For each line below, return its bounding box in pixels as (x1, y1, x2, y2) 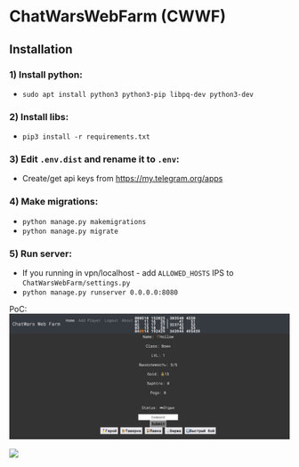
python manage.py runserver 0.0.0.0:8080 (21, 288, 178, 297)
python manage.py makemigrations (21, 217, 147, 226)
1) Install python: (9, 68, 83, 81)
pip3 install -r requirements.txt (21, 133, 150, 141)
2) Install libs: (9, 110, 69, 123)
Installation (9, 42, 73, 57)
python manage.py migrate (21, 227, 118, 236)
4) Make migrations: (9, 196, 99, 208)
